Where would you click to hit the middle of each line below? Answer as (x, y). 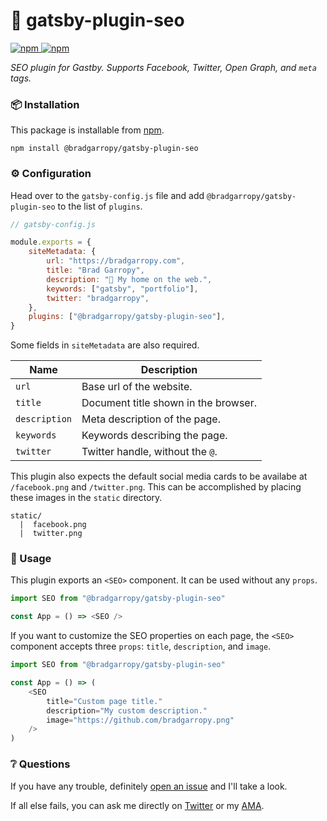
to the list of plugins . (100, 206)
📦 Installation (45, 104)
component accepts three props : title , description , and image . (141, 646)
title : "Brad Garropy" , (95, 270)
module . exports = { (51, 242)
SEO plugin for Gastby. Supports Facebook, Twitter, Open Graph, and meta (163, 67)
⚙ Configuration (51, 174)
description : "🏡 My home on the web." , (129, 279)
